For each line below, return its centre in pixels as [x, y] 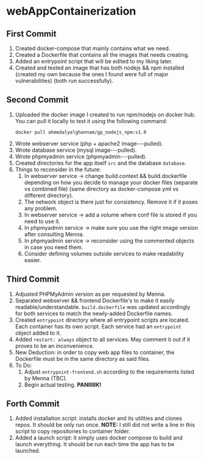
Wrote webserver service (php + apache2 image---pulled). [89, 143]
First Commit [31, 34]
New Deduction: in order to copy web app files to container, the [95, 352]
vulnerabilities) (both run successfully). [64, 81]
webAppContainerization [71, 11]
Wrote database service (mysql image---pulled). [76, 150]
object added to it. [38, 333]
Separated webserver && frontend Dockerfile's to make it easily [95, 301]
